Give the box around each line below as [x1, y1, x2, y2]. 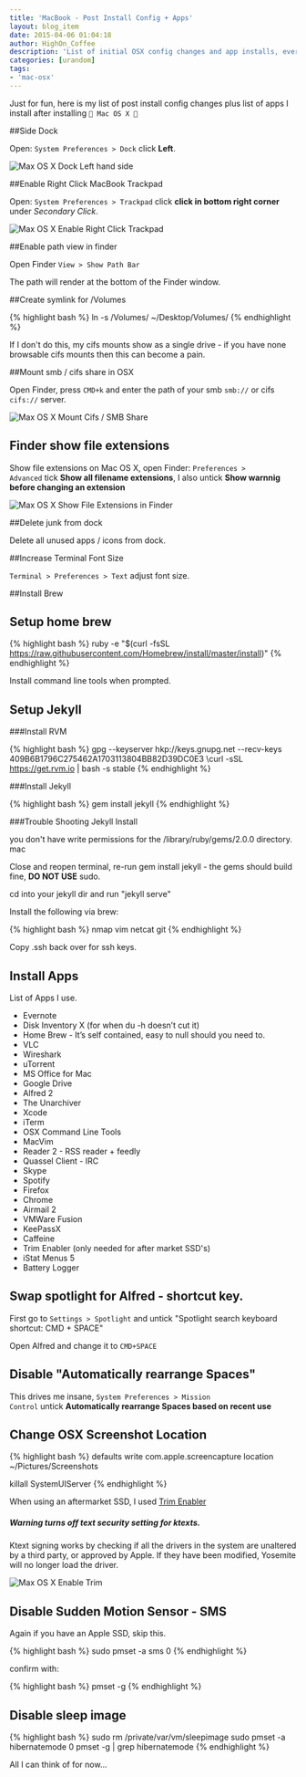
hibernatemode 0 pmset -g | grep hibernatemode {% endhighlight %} [9, 1741, 270, 1752]
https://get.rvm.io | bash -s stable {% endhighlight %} [9, 763, 211, 774]
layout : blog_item [9, 22, 79, 31]
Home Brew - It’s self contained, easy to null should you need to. [22, 1030, 266, 1040]
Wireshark [22, 1049, 62, 1060]
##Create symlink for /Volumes [9, 294, 127, 305]
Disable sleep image [9, 1708, 127, 1723]
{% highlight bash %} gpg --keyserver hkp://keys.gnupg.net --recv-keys [9, 744, 282, 755]
